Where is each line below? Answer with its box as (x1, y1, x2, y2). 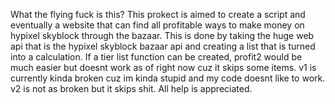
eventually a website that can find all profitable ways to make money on (10, 19, 305, 31)
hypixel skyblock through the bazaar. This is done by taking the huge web (10, 30, 315, 41)
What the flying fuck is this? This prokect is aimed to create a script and (10, 9, 306, 20)
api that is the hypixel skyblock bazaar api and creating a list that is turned (10, 40, 316, 52)
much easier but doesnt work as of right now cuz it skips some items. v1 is (10, 62, 317, 73)
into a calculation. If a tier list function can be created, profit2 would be (10, 51, 303, 63)
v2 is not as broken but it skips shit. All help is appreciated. (10, 83, 253, 94)
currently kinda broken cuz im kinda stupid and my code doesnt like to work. (10, 72, 326, 84)
